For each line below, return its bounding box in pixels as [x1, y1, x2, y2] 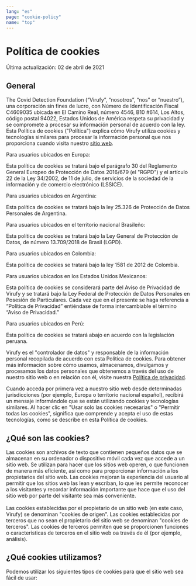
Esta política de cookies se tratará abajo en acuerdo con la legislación [6, 331, 174, 339]
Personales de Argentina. [6, 210, 67, 217]
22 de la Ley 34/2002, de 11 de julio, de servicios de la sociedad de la [6, 175, 174, 182]
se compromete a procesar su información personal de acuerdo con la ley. [6, 121, 186, 129]
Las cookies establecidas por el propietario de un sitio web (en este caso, [6, 504, 184, 511]
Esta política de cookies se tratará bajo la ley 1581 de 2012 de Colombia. [6, 261, 180, 269]
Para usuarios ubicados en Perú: [6, 320, 85, 327]
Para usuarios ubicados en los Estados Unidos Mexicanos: [6, 273, 147, 280]
